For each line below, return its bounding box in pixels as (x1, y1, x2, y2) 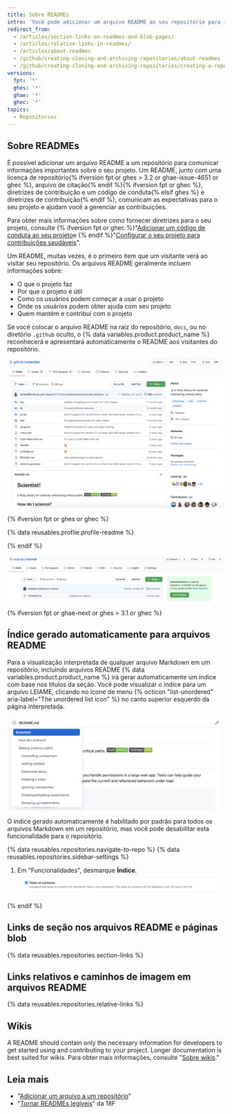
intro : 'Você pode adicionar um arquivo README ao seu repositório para (7, 18, 221, 26)
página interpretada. (7, 702, 66, 711)
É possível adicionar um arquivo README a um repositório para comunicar (7, 158, 219, 166)
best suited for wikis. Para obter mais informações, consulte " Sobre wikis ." (7, 1054, 220, 1062)
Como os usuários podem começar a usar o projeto (17, 295, 164, 303)
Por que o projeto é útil (17, 287, 83, 295)
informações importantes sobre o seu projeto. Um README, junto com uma (7, 166, 222, 174)
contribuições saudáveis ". (7, 238, 81, 246)
